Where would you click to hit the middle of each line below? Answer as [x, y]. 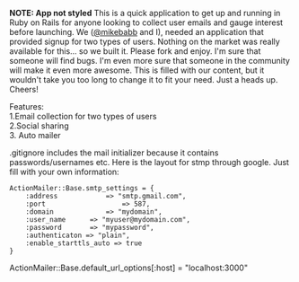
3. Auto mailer [35, 135]
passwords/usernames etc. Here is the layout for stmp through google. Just [149, 162]
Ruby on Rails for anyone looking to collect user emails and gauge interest [146, 22]
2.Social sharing [39, 126]
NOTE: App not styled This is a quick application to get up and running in [145, 13]
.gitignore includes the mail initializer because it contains [114, 153]
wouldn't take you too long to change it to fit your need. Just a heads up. [144, 79]
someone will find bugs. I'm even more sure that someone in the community [149, 61]
